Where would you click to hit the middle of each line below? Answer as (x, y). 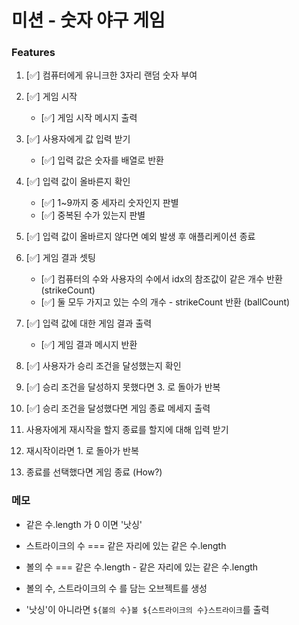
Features (33, 53)
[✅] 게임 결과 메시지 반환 (89, 345)
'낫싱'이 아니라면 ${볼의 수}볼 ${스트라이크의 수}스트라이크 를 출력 (147, 609)
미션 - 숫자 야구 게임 (88, 20)
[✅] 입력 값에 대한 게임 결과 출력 (89, 323)
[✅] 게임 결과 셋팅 (60, 258)
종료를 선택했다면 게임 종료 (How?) (94, 472)
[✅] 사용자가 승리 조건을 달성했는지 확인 (103, 366)
